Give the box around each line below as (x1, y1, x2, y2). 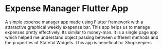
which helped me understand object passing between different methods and (5, 34, 159, 40)
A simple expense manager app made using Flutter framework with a (5, 19, 144, 25)
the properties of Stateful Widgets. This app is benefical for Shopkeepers (5, 39, 152, 45)
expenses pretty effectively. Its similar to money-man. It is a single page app (5, 29, 158, 35)
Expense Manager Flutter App (5, 3, 128, 14)
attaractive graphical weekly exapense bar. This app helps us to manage (5, 24, 150, 30)
